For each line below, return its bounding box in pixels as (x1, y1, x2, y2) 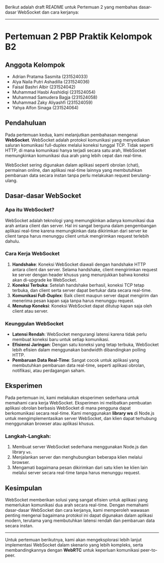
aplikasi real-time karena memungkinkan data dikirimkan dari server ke (5, 228, 148, 234)
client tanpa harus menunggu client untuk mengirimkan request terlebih (5, 233, 149, 239)
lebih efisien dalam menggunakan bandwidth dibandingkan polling (12, 347, 146, 353)
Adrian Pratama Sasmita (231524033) (12, 74, 88, 80)
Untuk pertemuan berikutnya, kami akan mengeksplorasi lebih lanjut (5, 537, 142, 543)
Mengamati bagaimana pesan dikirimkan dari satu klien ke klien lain (12, 464, 148, 470)
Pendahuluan (5, 119, 46, 127)
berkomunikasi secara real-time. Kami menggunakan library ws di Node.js (5, 410, 155, 416)
